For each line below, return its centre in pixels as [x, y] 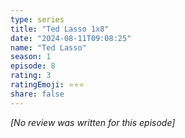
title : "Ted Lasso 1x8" [60, 29]
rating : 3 [31, 76]
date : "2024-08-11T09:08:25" [71, 38]
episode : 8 [33, 66]
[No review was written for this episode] [93, 122]
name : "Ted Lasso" [48, 47]
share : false [37, 94]
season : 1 [31, 57]
